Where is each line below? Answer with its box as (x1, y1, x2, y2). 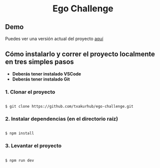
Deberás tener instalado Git (12, 76, 70, 82)
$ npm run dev (5, 158, 35, 163)
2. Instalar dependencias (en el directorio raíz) (5, 116, 119, 123)
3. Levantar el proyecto (5, 142, 62, 149)
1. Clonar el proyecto (5, 88, 55, 95)
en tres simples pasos (5, 58, 74, 66)
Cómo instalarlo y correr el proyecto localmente (5, 50, 156, 58)
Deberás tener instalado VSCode (12, 71, 81, 77)
